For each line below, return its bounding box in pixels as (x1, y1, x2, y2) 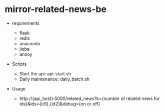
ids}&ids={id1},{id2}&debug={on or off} (19, 100, 100, 106)
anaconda (19, 40, 40, 46)
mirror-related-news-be (4, 4, 107, 15)
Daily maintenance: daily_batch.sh (19, 76, 90, 82)
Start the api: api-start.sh (19, 70, 71, 76)
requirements (11, 20, 39, 26)
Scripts (11, 61, 27, 67)
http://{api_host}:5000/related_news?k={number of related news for (19, 95, 160, 101)
